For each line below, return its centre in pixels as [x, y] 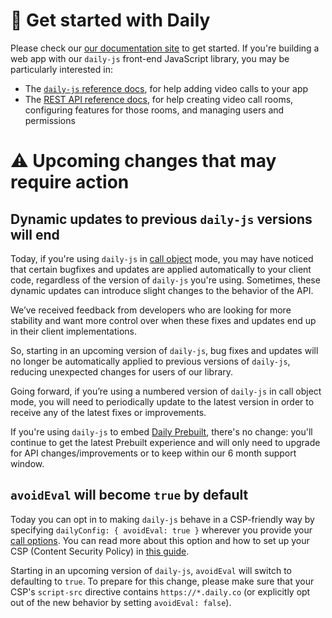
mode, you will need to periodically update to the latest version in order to [162, 401]
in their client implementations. [73, 331]
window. [27, 463]
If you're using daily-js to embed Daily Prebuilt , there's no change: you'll [161, 431]
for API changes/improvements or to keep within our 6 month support [153, 453]
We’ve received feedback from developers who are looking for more [151, 310]
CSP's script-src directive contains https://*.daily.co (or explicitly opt [160, 591]
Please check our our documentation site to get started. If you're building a [165, 48]
